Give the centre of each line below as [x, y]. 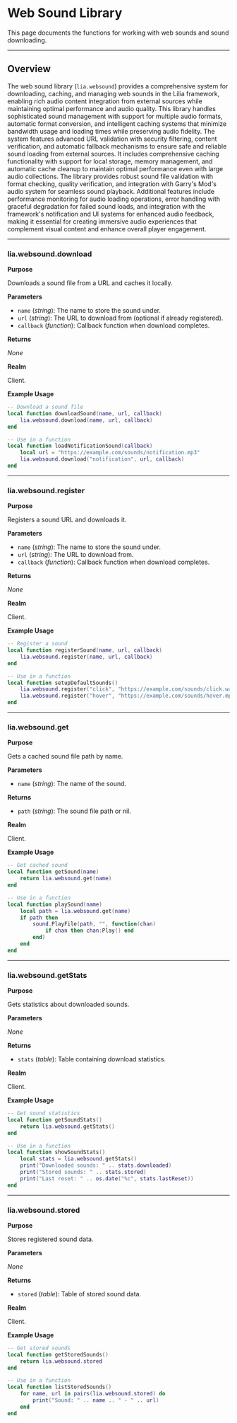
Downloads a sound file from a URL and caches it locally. [90, 283]
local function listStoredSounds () [60, 1387]
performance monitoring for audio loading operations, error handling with [114, 199]
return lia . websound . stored [61, 1361]
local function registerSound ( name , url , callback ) [85, 650]
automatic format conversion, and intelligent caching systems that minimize [117, 123]
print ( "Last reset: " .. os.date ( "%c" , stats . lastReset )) [107, 1179]
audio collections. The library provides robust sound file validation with [110, 176]
